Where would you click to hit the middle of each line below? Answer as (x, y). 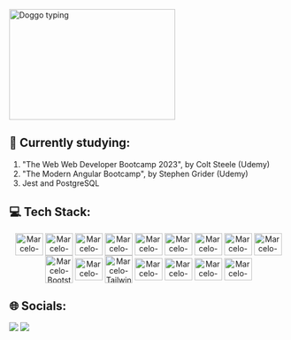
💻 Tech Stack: (50, 212)
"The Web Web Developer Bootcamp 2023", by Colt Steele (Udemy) (146, 164)
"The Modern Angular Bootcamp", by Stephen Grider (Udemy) (135, 174)
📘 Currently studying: (70, 143)
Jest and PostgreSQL (61, 183)
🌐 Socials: (38, 306)
